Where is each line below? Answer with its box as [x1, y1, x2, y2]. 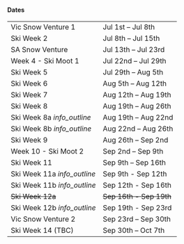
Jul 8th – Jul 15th [102, 33, 160, 43]
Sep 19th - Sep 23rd [102, 203, 172, 213]
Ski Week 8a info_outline [10, 113, 92, 122]
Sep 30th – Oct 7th [102, 226, 165, 236]
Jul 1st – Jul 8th [102, 22, 155, 32]
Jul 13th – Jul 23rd [102, 45, 165, 55]
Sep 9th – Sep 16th [102, 158, 166, 168]
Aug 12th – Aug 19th [102, 90, 171, 100]
